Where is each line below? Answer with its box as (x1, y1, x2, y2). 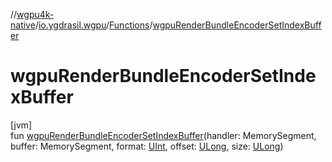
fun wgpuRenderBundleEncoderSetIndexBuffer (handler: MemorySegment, (10, 129, 317, 141)
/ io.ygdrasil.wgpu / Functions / (34, 19, 153, 31)
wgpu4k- (16, 9, 55, 20)
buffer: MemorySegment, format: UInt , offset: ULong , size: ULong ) (10, 140, 284, 152)
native (10, 19, 36, 31)
